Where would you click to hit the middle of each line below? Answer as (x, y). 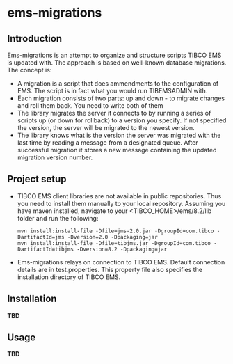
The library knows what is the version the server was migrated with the (119, 135)
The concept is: (30, 70)
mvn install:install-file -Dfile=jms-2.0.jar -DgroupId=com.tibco (115, 231)
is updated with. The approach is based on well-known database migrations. (117, 63)
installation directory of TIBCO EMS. (69, 277)
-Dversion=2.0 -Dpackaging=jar (112, 237)
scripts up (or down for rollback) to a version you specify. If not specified (122, 120)
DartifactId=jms (41, 237)
